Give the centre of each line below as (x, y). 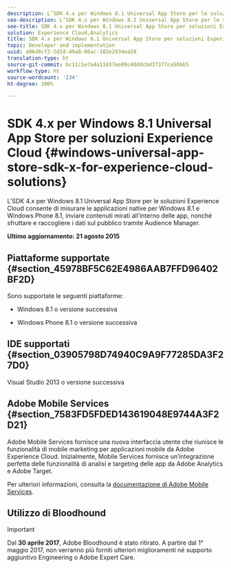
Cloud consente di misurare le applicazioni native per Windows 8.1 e (103, 208)
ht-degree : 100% (30, 84)
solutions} (37, 182)
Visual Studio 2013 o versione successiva (66, 382)
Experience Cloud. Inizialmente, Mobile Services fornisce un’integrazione (111, 456)
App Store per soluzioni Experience (110, 138)
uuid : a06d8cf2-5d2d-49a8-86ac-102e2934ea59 (72, 52)
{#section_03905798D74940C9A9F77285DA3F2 (115, 355)
